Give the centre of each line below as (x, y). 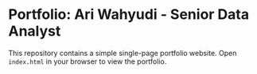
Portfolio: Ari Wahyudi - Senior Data (128, 15)
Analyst (35, 31)
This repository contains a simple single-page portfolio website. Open (123, 53)
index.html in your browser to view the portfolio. (88, 61)
